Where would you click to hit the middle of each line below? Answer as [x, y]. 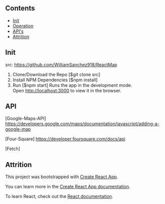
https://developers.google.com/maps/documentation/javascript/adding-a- [82, 124]
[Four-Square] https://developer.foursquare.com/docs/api [65, 139]
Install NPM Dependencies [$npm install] [55, 80]
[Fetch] [13, 149]
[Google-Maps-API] [26, 119]
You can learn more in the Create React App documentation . [68, 187]
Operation [23, 26]
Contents [20, 8]
